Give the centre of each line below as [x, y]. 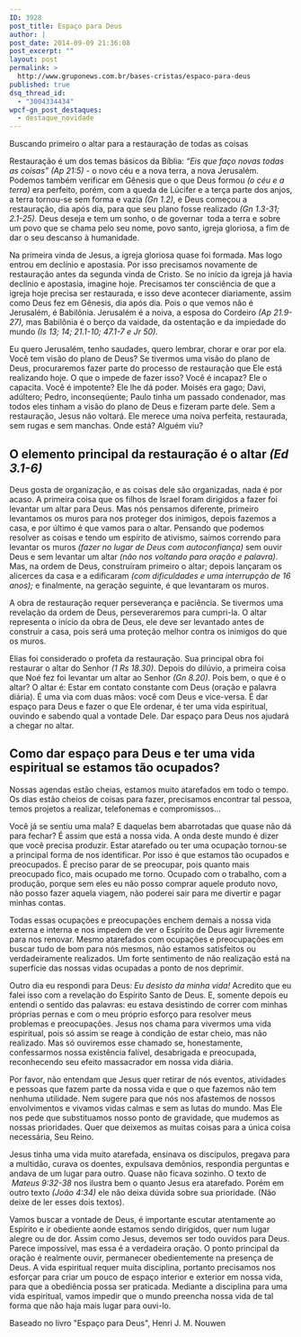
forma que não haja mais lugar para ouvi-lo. [90, 1305]
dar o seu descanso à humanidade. [75, 238]
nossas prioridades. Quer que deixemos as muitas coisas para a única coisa [150, 1127]
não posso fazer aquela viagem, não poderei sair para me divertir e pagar [145, 893]
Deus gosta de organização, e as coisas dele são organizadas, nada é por [146, 489]
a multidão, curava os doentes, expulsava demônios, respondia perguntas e [150, 1163]
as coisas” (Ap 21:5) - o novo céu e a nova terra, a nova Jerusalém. [134, 171]
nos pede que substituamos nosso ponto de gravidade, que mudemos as [145, 1117]
